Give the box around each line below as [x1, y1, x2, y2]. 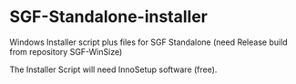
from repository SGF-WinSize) [9, 46, 123, 57]
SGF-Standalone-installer [9, 6, 208, 27]
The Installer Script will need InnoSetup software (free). [9, 64, 218, 75]
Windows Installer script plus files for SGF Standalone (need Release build [9, 37, 289, 47]
